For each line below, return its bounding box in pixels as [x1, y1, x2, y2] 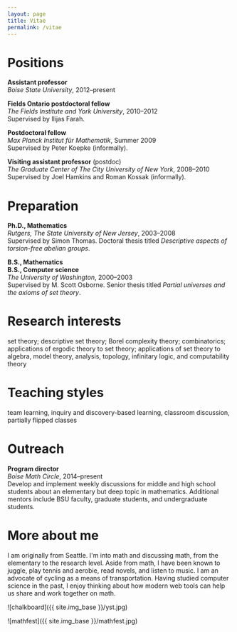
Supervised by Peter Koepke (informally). [7, 144, 128, 152]
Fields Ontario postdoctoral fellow [7, 99, 110, 108]
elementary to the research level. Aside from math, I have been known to [7, 558, 221, 567]
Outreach [7, 441, 65, 457]
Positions [7, 54, 64, 71]
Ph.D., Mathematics [7, 221, 68, 230]
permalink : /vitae [7, 24, 62, 31]
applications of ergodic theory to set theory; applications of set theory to [7, 344, 221, 353]
